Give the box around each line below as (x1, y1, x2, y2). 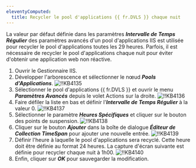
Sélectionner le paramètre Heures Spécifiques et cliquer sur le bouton (14, 111, 187, 118)
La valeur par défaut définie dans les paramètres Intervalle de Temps (6, 30, 176, 37)
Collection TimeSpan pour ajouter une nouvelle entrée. (14, 130, 150, 137)
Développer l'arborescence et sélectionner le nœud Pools (14, 73, 156, 80)
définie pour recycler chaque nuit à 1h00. (14, 148, 115, 156)
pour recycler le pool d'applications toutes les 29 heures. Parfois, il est (6, 43, 178, 50)
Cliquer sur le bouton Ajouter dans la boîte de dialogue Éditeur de (14, 124, 176, 131)
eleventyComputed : (6, 8, 51, 15)
